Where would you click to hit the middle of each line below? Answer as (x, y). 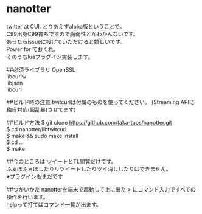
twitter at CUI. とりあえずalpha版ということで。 (66, 26)
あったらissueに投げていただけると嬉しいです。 (66, 41)
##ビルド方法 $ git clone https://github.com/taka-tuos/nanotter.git (89, 122)
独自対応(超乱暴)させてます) (41, 109)
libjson (15, 83)
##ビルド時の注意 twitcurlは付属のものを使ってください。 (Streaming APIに (100, 102)
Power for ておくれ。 (33, 49)
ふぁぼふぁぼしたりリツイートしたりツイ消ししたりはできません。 (89, 168)
